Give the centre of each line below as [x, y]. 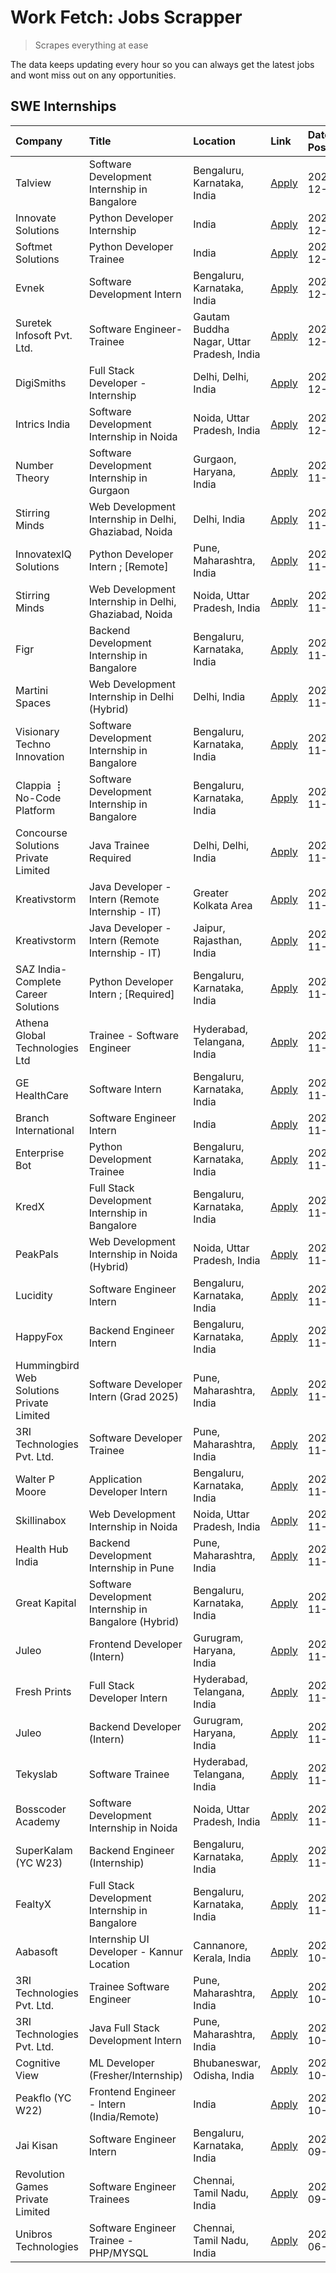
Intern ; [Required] [131, 994]
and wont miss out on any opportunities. [93, 75]
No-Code [38, 798]
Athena [32, 1023]
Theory [32, 478]
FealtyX [33, 1904]
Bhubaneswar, [227, 2063]
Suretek [33, 323]
